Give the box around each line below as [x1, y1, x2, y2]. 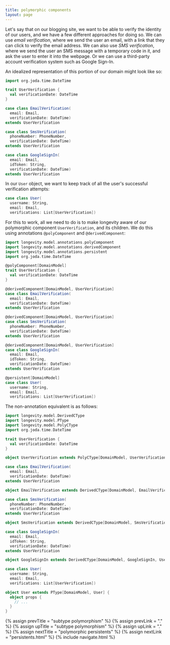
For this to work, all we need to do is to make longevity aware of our [5, 219, 147, 225]
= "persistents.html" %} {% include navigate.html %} [5, 634, 115, 640]
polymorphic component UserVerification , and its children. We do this [5, 224, 153, 231]
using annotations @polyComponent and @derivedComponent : [5, 230, 125, 236]
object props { [10, 595, 42, 600]
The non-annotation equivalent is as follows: [5, 403, 98, 409]
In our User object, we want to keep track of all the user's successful [5, 181, 148, 187]
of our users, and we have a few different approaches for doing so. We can [5, 31, 162, 38]
